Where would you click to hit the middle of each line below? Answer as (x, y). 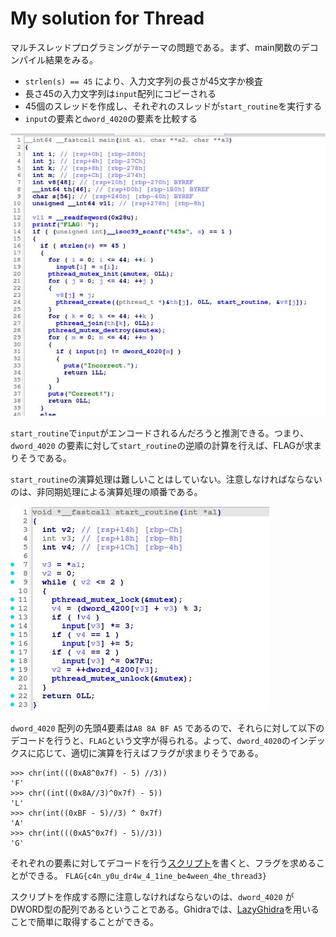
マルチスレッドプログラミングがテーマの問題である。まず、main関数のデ (160, 47)
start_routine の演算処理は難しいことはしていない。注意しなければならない (166, 479)
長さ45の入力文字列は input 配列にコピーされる (120, 93)
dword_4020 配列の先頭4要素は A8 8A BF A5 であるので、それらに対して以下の (167, 728)
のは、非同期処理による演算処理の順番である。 (106, 492)
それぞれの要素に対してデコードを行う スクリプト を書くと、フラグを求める (163, 863)
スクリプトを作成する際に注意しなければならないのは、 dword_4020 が (152, 897)
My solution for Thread (107, 18)
